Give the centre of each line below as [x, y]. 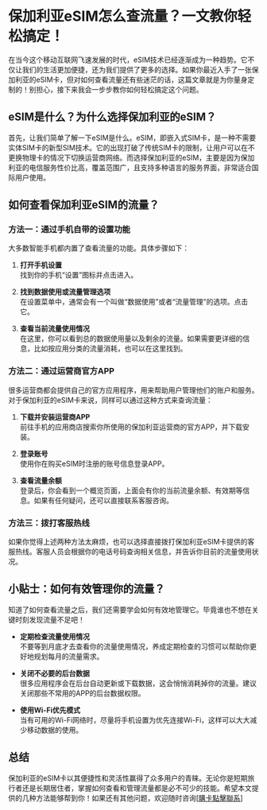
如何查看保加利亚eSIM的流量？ [84, 205]
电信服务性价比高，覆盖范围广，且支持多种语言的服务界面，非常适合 [140, 167]
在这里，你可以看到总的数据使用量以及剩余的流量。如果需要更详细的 [131, 339]
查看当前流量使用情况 [54, 329]
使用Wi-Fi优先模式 [50, 710]
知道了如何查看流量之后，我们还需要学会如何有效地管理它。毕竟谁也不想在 [130, 610]
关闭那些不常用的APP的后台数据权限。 [82, 693]
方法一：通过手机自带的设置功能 [70, 230]
